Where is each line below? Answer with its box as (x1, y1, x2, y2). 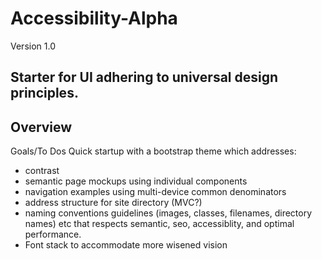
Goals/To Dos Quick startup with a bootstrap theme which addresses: (10, 145, 297, 157)
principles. (10, 85, 79, 102)
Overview (10, 118, 73, 136)
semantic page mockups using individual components (24, 175, 248, 187)
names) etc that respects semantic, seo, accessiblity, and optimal (24, 218, 295, 230)
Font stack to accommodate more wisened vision (24, 239, 228, 251)
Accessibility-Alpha (10, 7, 178, 30)
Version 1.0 (10, 40, 56, 52)
